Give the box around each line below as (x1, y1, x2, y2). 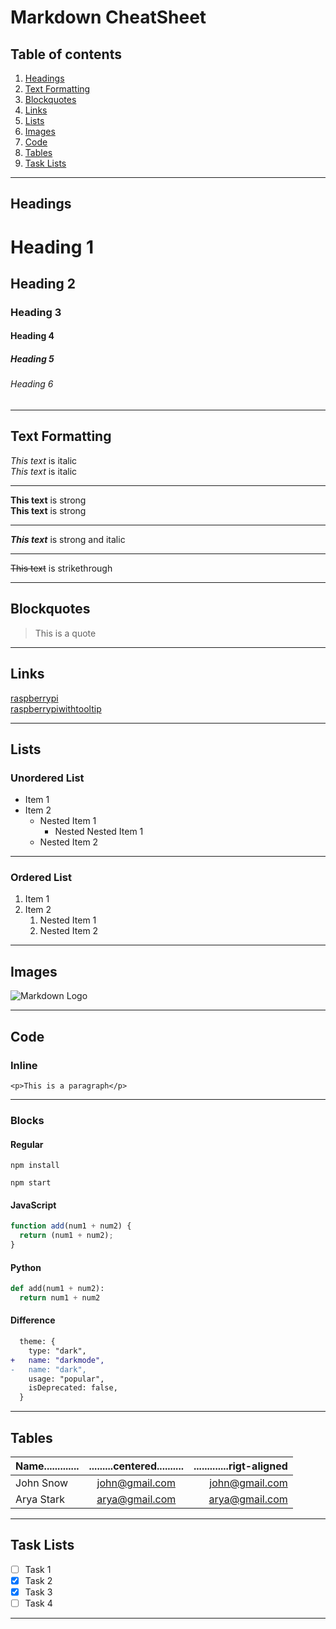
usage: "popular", (28, 1374, 105, 1384)
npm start (10, 1178, 52, 1188)
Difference (10, 1314, 56, 1326)
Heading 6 (10, 378, 54, 390)
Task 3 (24, 1586, 53, 1598)
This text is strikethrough (10, 562, 113, 574)
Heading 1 (10, 236, 95, 258)
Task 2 (24, 1574, 53, 1586)
